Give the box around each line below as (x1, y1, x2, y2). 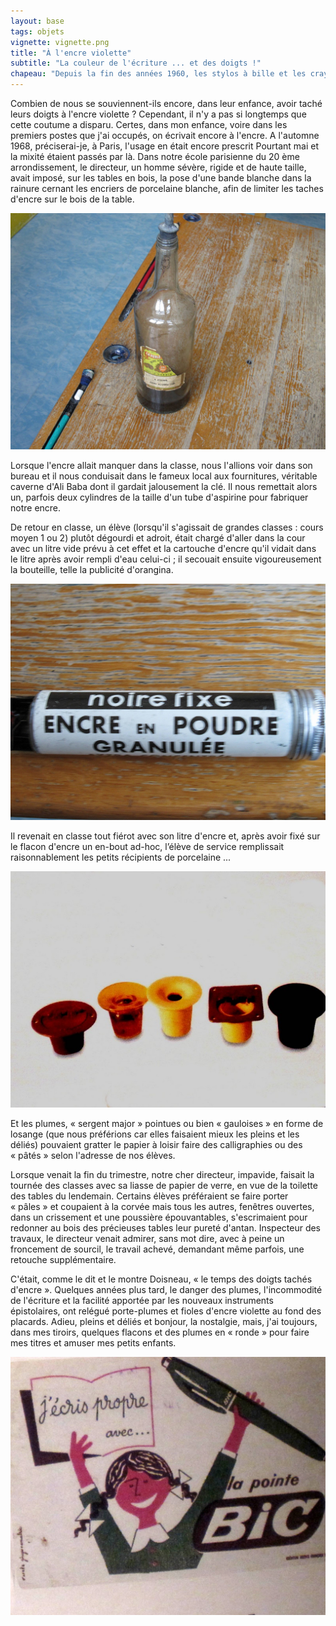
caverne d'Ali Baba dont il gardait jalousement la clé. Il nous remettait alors (10, 481, 318, 492)
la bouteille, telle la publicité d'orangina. (10, 564, 174, 575)
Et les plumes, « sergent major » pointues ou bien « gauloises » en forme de (10, 1118, 324, 1129)
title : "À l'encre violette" (10, 48, 132, 58)
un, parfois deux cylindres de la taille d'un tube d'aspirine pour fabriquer (10, 491, 309, 503)
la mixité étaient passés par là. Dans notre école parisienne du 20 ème (10, 151, 300, 162)
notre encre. (10, 502, 62, 514)
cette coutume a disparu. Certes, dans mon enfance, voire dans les (10, 119, 288, 130)
